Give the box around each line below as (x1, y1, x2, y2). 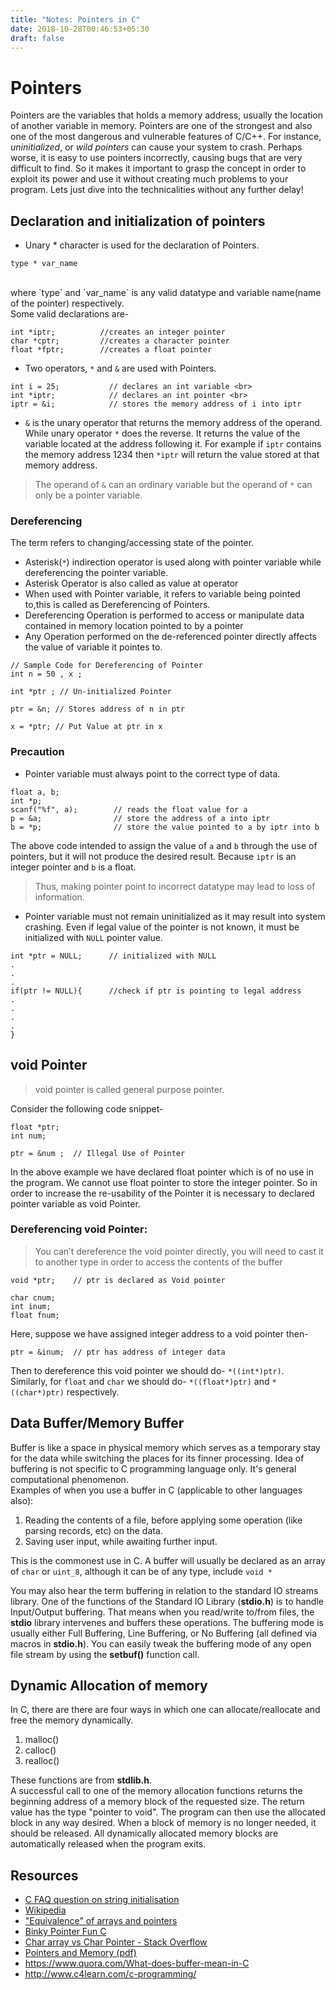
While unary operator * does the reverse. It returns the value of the (24, 427, 301, 440)
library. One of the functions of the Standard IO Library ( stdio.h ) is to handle (10, 1595, 324, 1607)
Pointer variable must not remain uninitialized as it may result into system (24, 910, 326, 922)
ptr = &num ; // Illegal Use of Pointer (10, 1148, 186, 1158)
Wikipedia (24, 1904, 67, 1916)
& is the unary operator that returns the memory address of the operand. (24, 417, 323, 429)
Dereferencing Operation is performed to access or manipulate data (24, 609, 305, 621)
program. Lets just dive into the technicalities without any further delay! (10, 184, 304, 196)
